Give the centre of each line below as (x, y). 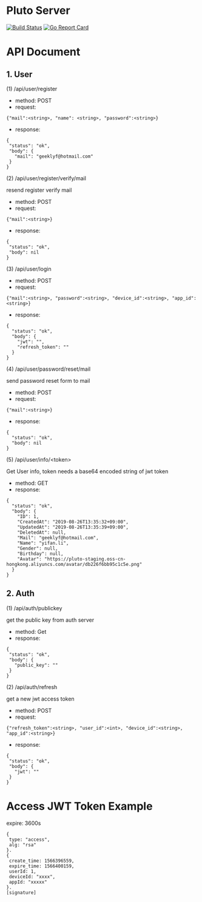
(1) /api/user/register (32, 89)
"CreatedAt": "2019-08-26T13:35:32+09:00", (73, 522)
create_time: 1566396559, (42, 861)
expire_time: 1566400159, (42, 866)
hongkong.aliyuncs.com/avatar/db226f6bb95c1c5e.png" (74, 564)
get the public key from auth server (50, 620)
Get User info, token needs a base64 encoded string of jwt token (87, 471)
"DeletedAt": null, (42, 532)
